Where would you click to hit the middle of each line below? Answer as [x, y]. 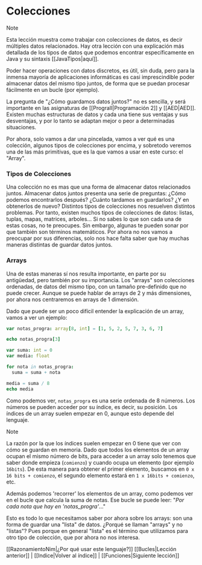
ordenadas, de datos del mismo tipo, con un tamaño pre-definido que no [96, 286]
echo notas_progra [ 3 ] [33, 340]
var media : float [28, 356]
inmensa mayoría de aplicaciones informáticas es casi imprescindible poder [100, 77]
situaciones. [21, 127]
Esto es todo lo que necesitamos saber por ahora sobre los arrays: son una [99, 518]
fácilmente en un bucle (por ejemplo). [53, 89]
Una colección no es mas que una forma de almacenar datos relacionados [99, 187]
